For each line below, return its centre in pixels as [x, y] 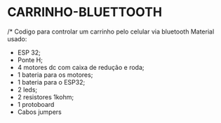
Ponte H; [30, 59]
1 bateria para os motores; [55, 75]
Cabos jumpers [39, 112]
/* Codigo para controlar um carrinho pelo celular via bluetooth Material [111, 31]
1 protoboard [36, 104]
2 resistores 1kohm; [46, 97]
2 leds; [27, 89]
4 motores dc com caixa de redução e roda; [81, 67]
